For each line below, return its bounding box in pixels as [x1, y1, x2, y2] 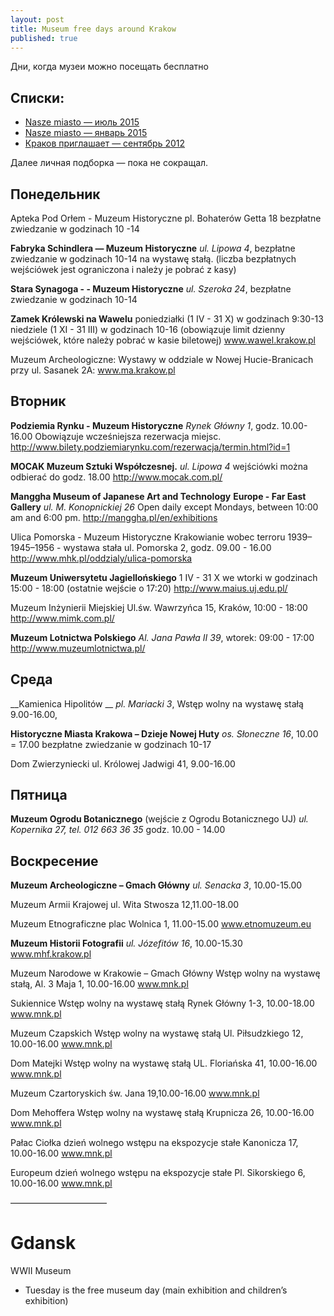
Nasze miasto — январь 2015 [24, 127, 148, 139]
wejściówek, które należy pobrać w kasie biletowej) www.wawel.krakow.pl [10, 334, 316, 346]
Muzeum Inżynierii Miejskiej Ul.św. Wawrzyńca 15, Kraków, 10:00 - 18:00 [10, 601, 308, 613]
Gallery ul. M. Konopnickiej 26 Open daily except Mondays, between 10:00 [10, 501, 319, 513]
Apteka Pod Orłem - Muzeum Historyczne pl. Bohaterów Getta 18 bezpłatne [10, 212, 322, 224]
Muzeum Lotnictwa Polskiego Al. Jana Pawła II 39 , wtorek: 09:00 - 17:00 [10, 631, 315, 643]
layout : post [10, 14, 65, 25]
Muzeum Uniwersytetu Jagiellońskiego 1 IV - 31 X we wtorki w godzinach [10, 571, 318, 583]
